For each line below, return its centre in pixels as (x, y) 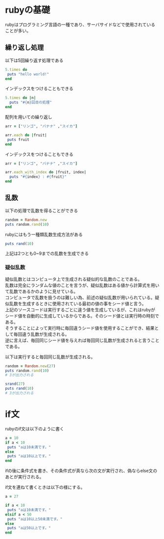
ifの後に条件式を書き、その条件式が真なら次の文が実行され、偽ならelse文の (81, 471)
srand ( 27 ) (15, 384)
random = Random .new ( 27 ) (30, 366)
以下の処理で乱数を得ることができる (42, 211)
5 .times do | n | (21, 98)
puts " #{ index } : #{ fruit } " (38, 177)
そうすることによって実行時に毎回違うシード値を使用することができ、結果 (80, 328)
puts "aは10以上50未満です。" (35, 519)
